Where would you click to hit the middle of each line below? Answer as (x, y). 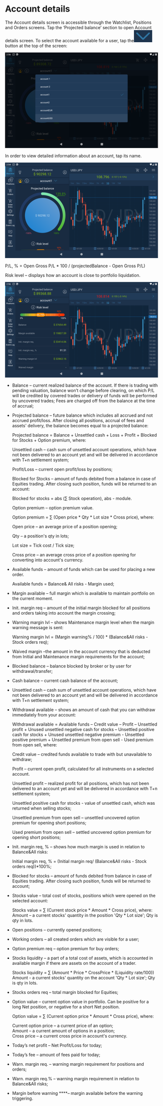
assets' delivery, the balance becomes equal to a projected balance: (80, 425)
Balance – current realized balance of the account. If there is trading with (85, 385)
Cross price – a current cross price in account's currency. (70, 1036)
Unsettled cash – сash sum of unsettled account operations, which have (84, 690)
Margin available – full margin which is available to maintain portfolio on (83, 593)
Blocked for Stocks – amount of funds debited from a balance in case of (84, 478)
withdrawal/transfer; (32, 671)
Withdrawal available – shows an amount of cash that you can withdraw (84, 710)
